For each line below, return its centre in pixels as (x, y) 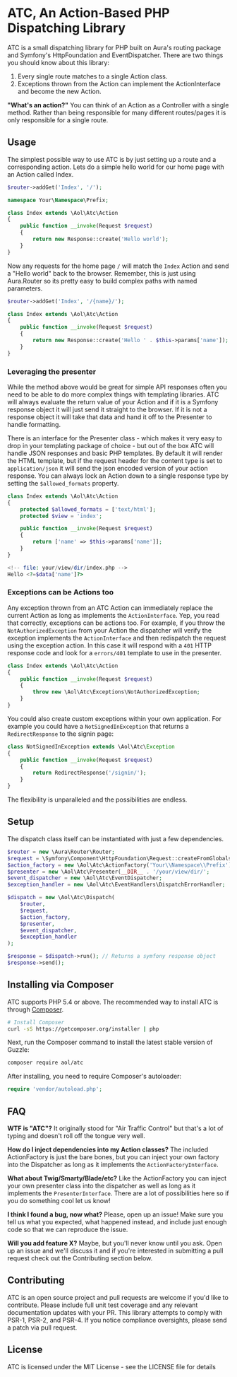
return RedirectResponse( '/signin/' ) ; (90, 773)
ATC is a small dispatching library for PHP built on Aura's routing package (114, 47)
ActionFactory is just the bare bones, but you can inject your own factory (113, 1157)
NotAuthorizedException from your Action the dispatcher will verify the (110, 630)
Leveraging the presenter (52, 371)
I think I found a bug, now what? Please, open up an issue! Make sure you (115, 1214)
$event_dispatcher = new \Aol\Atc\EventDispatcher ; (85, 878)
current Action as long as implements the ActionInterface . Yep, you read (114, 615)
